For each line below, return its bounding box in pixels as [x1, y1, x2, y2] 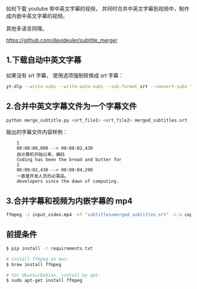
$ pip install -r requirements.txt [6, 246, 93, 251]
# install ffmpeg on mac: [6, 256, 69, 262]
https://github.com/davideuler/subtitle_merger [6, 37, 118, 43]
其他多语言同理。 [6, 25, 47, 32]
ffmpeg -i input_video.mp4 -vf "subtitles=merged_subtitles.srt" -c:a [6, 212, 182, 218]
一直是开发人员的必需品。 [16, 173, 69, 179]
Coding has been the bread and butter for [16, 157, 122, 163]
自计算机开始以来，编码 [16, 152, 65, 157]
